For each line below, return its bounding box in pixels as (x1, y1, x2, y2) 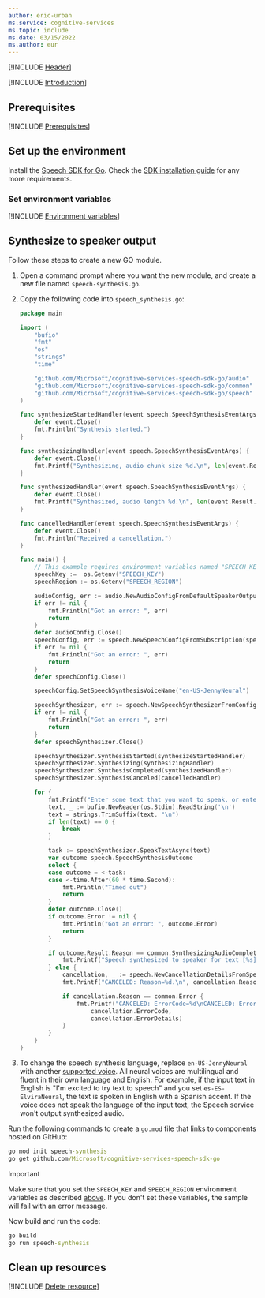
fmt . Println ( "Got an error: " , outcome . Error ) (62, 920, 218, 928)
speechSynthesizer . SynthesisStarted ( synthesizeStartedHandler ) (34, 752, 247, 760)
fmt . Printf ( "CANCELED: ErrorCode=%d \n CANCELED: (76, 1000, 236, 1008)
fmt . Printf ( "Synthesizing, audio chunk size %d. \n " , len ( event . (34, 462, 250, 469)
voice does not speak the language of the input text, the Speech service (19, 1100, 255, 1109)
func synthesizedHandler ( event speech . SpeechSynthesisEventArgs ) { (19, 483, 247, 492)
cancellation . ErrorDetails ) (90, 1015, 183, 1023)
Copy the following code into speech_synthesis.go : (19, 294, 185, 304)
